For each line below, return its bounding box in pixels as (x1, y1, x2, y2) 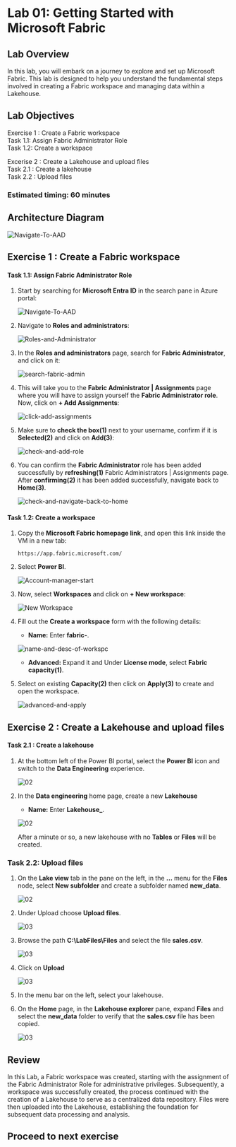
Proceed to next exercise (7, 1131, 119, 1143)
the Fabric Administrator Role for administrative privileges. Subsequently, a (7, 1080, 225, 1089)
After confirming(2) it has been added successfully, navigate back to (17, 476, 219, 485)
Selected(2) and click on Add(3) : (17, 433, 115, 442)
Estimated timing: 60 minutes (7, 189, 111, 199)
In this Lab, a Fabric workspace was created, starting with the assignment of (7, 1073, 230, 1081)
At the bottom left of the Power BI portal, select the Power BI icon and (17, 756, 221, 765)
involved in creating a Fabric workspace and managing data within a (7, 82, 206, 90)
